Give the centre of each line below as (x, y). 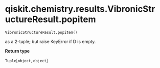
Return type (18, 51)
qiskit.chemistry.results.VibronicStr (80, 9)
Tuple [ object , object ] (26, 60)
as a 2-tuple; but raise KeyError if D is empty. (51, 41)
